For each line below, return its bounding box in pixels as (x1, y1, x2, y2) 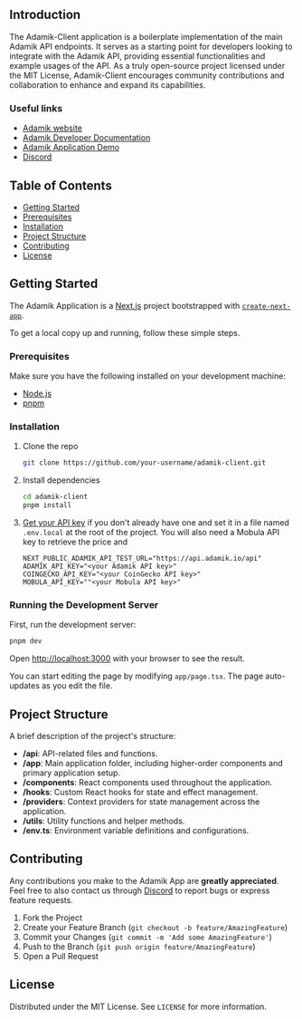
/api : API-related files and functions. (22, 747, 158, 759)
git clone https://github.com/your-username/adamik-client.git (22, 458, 267, 467)
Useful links (9, 101, 63, 114)
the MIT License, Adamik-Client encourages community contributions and (9, 70, 285, 81)
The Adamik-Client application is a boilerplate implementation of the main (9, 31, 283, 42)
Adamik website (22, 122, 83, 134)
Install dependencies (22, 475, 101, 485)
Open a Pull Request (22, 950, 99, 961)
